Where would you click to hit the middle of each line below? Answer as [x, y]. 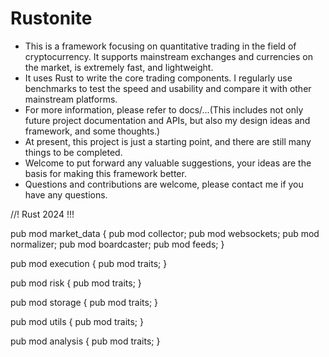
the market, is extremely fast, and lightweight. [119, 67]
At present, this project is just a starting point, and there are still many [168, 141]
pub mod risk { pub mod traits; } [76, 283]
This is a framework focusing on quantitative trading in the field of [160, 46]
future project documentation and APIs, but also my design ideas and [167, 120]
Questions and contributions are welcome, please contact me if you [164, 184]
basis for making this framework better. [105, 173]
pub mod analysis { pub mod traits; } [85, 341]
